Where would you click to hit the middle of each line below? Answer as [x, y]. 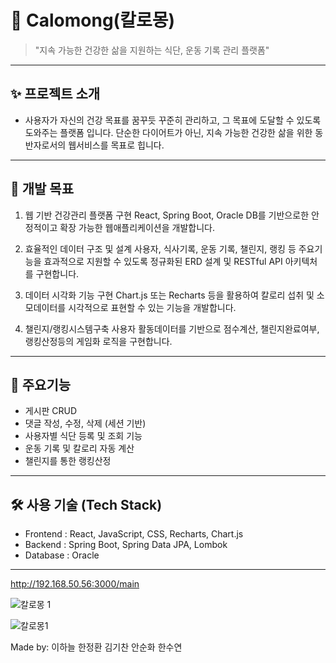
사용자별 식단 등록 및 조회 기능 [83, 436]
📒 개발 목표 [42, 189]
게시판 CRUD [51, 411]
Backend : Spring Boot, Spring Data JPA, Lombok [126, 545]
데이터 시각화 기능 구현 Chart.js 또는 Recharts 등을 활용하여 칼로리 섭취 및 [169, 295]
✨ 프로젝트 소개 [55, 94]
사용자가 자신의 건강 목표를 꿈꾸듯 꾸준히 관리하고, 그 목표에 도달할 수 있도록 [173, 120]
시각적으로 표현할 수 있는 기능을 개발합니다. [152, 307]
